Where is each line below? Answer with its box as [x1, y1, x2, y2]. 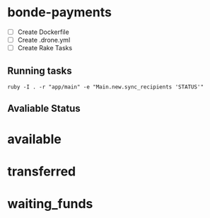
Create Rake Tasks [17, 44, 73, 52]
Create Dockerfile [17, 28, 69, 36]
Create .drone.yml [17, 36, 71, 44]
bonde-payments [7, 4, 112, 21]
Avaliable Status [7, 103, 81, 115]
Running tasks [7, 64, 72, 76]
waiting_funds [7, 195, 93, 212]
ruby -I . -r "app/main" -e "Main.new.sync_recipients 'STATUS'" [7, 83, 204, 91]
